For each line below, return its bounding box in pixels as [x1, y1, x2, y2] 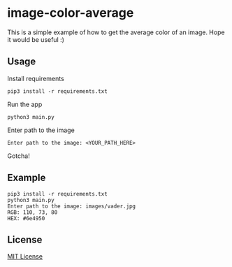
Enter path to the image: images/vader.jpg [7, 203, 136, 210]
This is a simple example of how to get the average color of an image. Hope [7, 28, 225, 36]
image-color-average [7, 5, 134, 21]
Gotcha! [7, 152, 30, 160]
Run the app [7, 100, 43, 108]
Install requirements [7, 74, 64, 82]
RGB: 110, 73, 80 [7, 208, 58, 216]
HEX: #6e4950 [7, 215, 45, 222]
